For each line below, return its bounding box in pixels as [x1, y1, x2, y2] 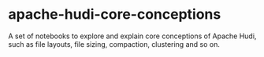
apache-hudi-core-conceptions [8, 5, 221, 23]
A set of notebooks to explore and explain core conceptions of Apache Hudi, [8, 31, 257, 41]
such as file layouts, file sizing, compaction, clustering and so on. [8, 39, 221, 48]
